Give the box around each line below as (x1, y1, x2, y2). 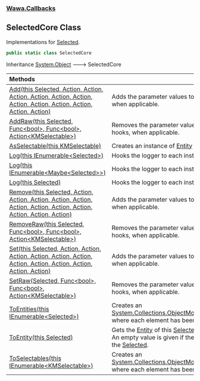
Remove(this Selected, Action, (9, 188, 93, 196)
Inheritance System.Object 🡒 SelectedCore (6, 61, 122, 68)
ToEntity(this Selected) (9, 333, 73, 341)
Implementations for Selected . (6, 38, 80, 45)
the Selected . (111, 340, 149, 349)
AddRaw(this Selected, (9, 117, 73, 125)
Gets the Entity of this (111, 326, 172, 334)
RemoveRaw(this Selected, (9, 219, 85, 228)
